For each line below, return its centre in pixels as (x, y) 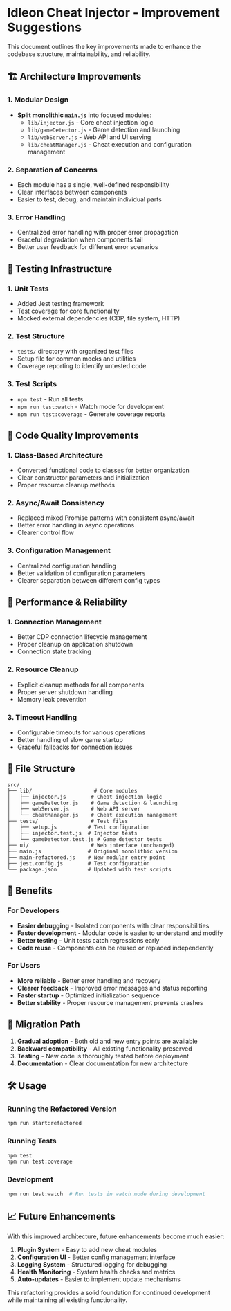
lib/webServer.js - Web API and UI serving (89, 137)
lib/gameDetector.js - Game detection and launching (104, 129)
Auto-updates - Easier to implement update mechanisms (99, 1279)
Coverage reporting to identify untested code (82, 366)
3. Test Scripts (32, 384)
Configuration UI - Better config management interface (96, 1257)
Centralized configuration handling (66, 566)
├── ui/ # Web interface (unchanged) (91, 845)
